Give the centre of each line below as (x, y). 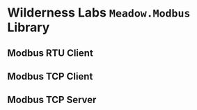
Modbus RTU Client (50, 53)
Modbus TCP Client (50, 76)
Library (29, 27)
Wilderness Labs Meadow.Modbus (99, 13)
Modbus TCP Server (52, 100)
